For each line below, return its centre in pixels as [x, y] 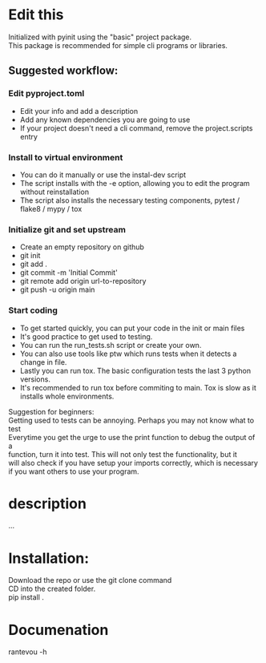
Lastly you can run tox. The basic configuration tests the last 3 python [135, 370]
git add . [34, 264]
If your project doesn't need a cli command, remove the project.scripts [136, 128]
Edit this [36, 15]
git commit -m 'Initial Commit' [69, 273]
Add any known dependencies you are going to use [105, 119]
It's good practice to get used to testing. [86, 336]
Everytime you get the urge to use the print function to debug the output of [132, 437]
